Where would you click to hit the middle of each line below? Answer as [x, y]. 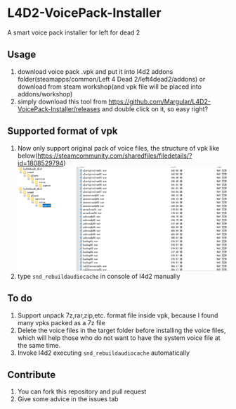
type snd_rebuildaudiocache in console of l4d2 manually [99, 276]
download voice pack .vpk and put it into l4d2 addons [95, 71]
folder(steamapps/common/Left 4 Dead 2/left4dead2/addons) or [111, 79]
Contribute [32, 375]
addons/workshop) [45, 94]
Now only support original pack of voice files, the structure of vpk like [118, 148]
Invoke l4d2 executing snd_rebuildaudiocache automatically [104, 353]
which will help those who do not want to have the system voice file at [119, 338]
